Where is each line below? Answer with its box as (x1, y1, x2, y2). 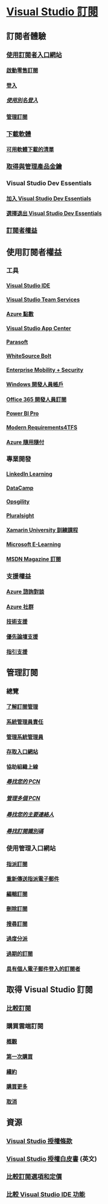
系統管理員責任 (6, 718, 43, 726)
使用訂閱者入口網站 (6, 50, 62, 59)
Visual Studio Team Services (6, 295, 80, 303)
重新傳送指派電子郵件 (6, 875, 59, 883)
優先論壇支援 (6, 633, 38, 640)
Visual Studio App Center (6, 324, 71, 332)
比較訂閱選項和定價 (6, 1173, 62, 1181)
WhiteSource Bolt (6, 352, 52, 360)
